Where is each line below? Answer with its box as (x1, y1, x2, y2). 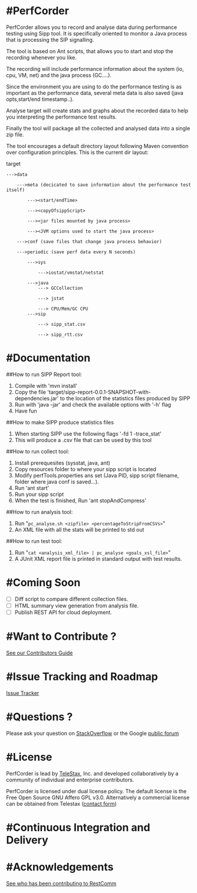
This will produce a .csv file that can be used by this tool (14, 436, 152, 443)
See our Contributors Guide (6, 649, 73, 656)
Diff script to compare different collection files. (14, 595, 129, 603)
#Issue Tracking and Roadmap (6, 670, 158, 683)
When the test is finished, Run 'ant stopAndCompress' (14, 497, 146, 504)
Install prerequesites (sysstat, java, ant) (14, 459, 110, 466)
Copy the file (14, 388, 46, 395)
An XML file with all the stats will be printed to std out (14, 526, 145, 533)
